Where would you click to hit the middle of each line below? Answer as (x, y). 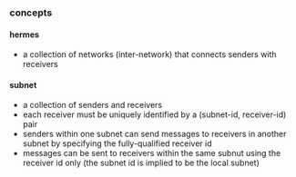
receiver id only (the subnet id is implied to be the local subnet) (141, 163)
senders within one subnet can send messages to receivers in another (154, 134)
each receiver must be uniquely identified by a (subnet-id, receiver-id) (154, 114)
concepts (31, 13)
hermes (24, 34)
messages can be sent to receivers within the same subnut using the (152, 153)
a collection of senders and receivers (92, 105)
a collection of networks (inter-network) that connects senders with (149, 54)
